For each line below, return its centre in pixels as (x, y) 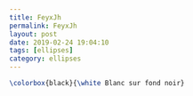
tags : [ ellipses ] (41, 51)
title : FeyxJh (36, 17)
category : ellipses (45, 59)
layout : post (33, 34)
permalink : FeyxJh (43, 26)
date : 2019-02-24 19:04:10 (59, 42)
